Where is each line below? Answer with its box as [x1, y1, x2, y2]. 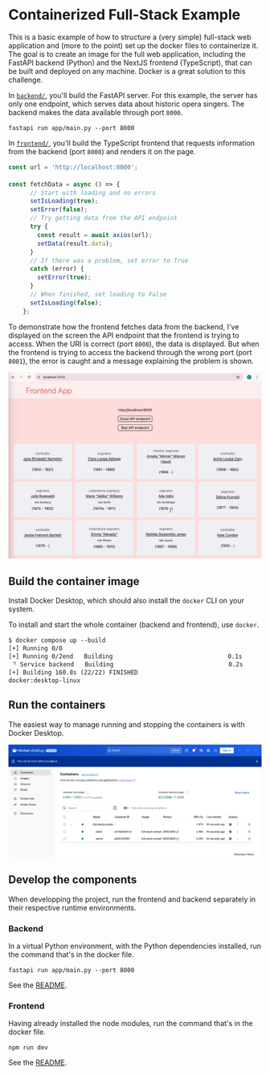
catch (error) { [29, 265, 84, 273]
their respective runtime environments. [8, 902, 137, 913]
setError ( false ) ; [29, 206, 88, 214]
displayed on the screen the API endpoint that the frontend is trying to [8, 330, 239, 340]
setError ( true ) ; [37, 273, 92, 282]
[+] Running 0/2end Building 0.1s [8, 652, 243, 660]
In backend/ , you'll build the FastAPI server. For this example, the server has [8, 90, 258, 100]
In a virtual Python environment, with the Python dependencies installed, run [8, 941, 262, 950]
